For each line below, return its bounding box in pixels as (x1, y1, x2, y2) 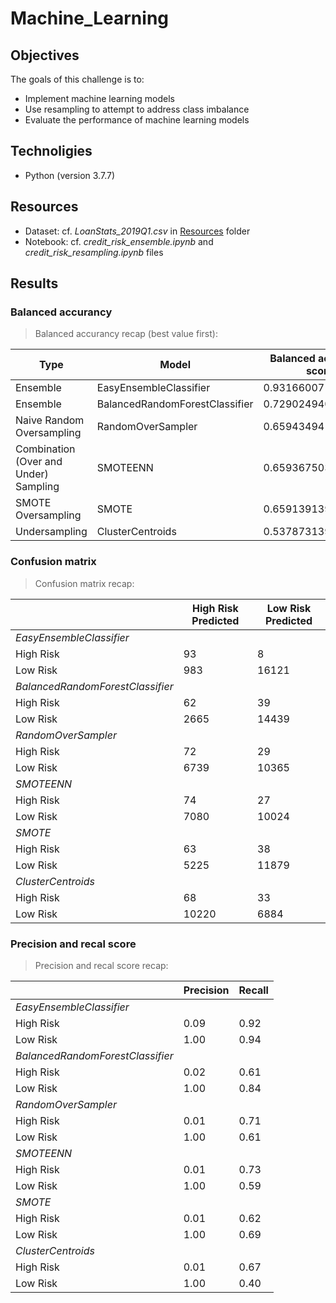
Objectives (10, 47, 80, 64)
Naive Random (15, 413, 85, 427)
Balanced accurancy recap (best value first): (34, 328, 218, 340)
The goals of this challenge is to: (10, 73, 145, 85)
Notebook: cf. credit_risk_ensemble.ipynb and (24, 235, 214, 247)
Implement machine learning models (24, 93, 175, 104)
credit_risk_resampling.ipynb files (24, 246, 164, 258)
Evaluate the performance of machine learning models (24, 114, 250, 126)
